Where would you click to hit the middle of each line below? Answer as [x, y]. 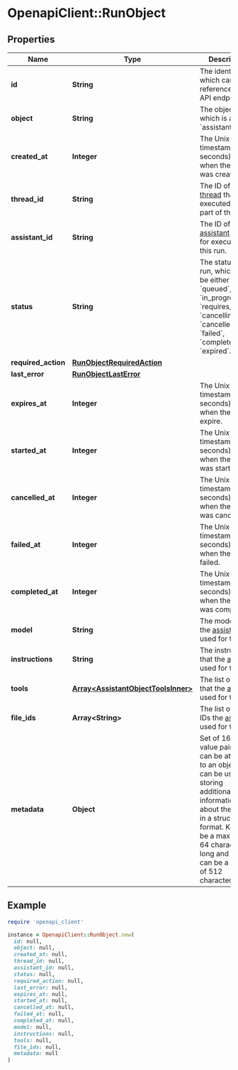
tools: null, [33, 1040]
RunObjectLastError [106, 374]
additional [216, 791]
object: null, [34, 948]
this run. [213, 250]
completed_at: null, [44, 1021]
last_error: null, [41, 988]
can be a [214, 863]
